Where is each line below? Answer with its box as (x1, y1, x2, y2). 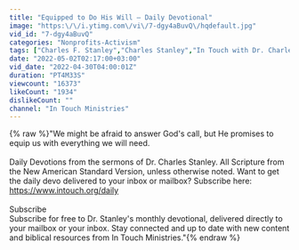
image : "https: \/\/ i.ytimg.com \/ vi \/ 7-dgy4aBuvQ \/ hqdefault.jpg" (9, 21, 256, 30)
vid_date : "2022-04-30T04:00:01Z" (9, 63, 138, 72)
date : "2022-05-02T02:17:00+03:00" (9, 54, 141, 63)
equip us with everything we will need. (9, 138, 150, 149)
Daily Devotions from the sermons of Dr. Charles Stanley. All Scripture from (9, 157, 285, 167)
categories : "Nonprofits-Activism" (9, 37, 141, 47)
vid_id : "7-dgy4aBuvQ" (9, 29, 93, 38)
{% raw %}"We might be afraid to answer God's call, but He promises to (9, 128, 274, 139)
